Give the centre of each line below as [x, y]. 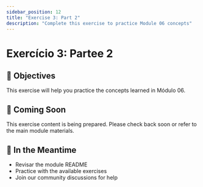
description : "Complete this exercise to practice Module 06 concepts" [99, 23]
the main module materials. [40, 131]
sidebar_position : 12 [34, 12]
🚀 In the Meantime [41, 150]
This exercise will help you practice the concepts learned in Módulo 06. [96, 90]
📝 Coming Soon [36, 109]
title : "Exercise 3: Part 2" [43, 18]
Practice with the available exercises [61, 171]
